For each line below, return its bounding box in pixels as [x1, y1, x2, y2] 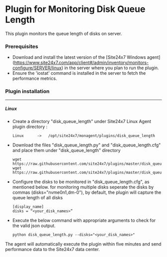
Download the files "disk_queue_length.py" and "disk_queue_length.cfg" [12, 142, 161, 148]
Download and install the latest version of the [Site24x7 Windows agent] [12, 54, 161, 60]
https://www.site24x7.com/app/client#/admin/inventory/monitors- [14, 60, 149, 66]
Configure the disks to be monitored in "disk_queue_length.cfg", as [12, 178, 150, 185]
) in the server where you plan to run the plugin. [61, 65, 159, 71]
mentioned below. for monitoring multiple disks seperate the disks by [12, 184, 154, 190]
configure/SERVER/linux [12, 65, 62, 71]
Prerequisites [5, 43, 38, 50]
